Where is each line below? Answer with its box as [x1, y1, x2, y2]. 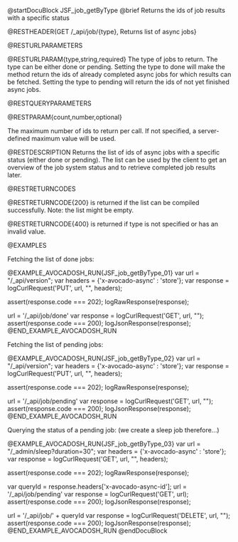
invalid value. [7, 227, 46, 236]
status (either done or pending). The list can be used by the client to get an [7, 156, 227, 164]
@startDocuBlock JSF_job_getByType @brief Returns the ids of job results [7, 6, 226, 14]
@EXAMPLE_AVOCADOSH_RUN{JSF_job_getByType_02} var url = [7, 354, 201, 363]
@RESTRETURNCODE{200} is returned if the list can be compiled [7, 199, 200, 207]
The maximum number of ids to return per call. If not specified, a [7, 127, 197, 135]
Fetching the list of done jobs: [7, 255, 94, 263]
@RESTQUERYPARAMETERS [7, 99, 92, 108]
